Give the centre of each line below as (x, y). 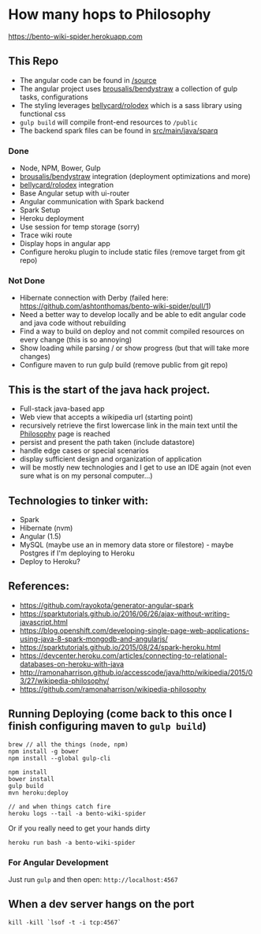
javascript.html (44, 622)
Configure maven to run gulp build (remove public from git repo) (124, 365)
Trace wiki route (46, 235)
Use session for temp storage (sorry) (80, 227)
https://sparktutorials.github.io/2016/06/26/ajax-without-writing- (125, 614)
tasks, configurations (54, 97)
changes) (35, 357)
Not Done (27, 280)
